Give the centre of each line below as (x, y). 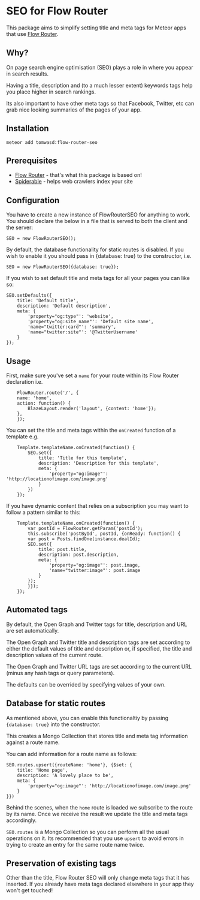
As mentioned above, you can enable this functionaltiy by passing (87, 718)
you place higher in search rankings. (51, 92)
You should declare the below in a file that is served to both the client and (97, 221)
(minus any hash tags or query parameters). (60, 673)
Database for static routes (56, 704)
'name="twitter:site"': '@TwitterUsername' (83, 332)
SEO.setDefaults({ (29, 296)
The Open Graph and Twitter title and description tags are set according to (98, 642)
